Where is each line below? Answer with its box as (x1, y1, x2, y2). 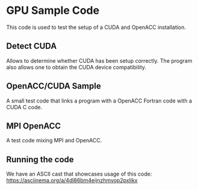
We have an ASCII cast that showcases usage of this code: (6, 170, 152, 178)
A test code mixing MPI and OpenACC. (6, 137, 102, 144)
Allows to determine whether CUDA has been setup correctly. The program (6, 57, 193, 64)
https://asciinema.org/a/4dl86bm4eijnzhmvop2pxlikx (6, 177, 138, 184)
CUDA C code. (6, 103, 43, 110)
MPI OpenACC (6, 121, 61, 131)
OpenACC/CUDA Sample (6, 81, 101, 91)
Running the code (6, 154, 74, 165)
